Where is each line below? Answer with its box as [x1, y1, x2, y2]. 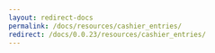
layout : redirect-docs [8, 13, 94, 22]
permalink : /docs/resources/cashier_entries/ [8, 22, 182, 31]
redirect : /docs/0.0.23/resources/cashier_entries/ [8, 30, 206, 39]
